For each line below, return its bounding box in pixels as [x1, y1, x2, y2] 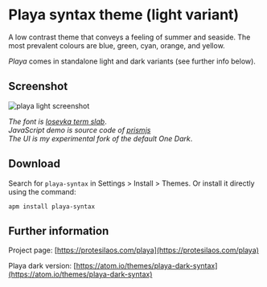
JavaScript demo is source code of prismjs [8, 125, 151, 134]
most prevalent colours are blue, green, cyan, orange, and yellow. [8, 40, 225, 50]
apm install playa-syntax [8, 203, 95, 211]
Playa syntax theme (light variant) [8, 6, 240, 24]
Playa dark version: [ [8, 261, 76, 271]
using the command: [8, 187, 76, 196]
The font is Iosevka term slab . [8, 117, 107, 126]
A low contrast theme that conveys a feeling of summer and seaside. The [8, 32, 251, 42]
